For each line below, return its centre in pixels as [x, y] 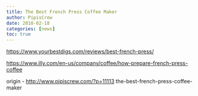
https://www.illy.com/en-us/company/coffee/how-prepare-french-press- [97, 63]
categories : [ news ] [31, 29]
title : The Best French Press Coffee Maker [62, 12]
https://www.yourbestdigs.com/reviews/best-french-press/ [80, 51]
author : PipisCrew [29, 18]
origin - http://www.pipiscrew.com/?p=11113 [60, 82]
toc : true [19, 34]
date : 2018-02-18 [28, 23]
